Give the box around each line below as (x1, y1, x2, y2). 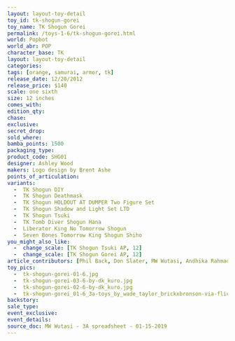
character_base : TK (7, 50, 64, 57)
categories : (7, 62, 42, 69)
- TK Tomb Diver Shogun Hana (13, 218, 101, 225)
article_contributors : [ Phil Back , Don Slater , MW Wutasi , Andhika (7, 258, 208, 265)
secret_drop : (7, 127, 45, 134)
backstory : (7, 297, 39, 304)
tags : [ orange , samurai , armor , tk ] (7, 69, 114, 76)
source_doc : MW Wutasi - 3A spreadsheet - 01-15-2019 (7, 323, 168, 330)
